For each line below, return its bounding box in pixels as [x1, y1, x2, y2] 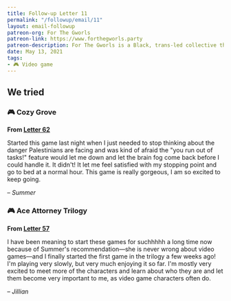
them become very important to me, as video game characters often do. [7, 274, 212, 282]
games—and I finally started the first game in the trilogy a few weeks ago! [7, 252, 217, 261]
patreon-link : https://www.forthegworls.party [7, 36, 143, 43]
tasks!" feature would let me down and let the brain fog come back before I [7, 154, 220, 162]
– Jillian [7, 287, 29, 296]
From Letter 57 [7, 224, 50, 232]
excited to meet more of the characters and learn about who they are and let [7, 267, 223, 275]
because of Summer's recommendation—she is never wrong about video [7, 245, 214, 253]
